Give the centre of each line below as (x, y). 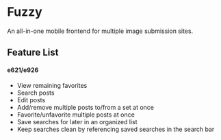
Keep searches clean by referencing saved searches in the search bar (116, 129)
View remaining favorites (52, 85)
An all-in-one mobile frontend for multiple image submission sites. (100, 31)
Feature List (33, 52)
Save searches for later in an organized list (77, 121)
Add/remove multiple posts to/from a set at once (85, 107)
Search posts (36, 93)
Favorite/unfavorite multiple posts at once (76, 115)
